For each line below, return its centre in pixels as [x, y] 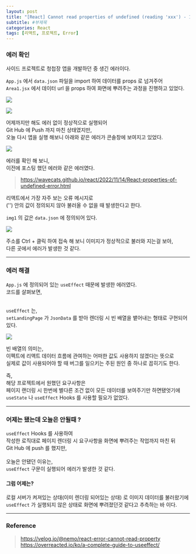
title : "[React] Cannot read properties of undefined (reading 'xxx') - [96, 17]
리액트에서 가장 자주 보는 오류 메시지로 [50, 198]
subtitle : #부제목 [27, 22]
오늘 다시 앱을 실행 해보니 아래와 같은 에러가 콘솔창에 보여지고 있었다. [85, 137]
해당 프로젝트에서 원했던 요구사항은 [46, 383]
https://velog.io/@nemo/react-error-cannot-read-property [90, 538]
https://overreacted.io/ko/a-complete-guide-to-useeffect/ [90, 545]
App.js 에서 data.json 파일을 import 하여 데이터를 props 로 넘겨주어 [85, 81]
